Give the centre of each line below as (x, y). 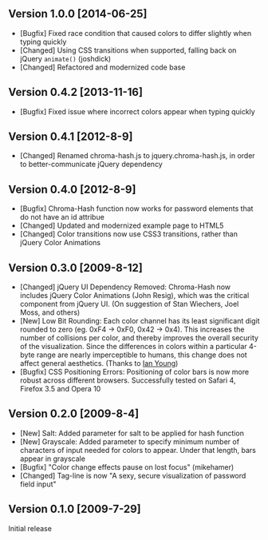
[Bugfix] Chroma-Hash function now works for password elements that (136, 208)
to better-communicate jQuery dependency (91, 165)
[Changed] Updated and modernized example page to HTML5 (122, 226)
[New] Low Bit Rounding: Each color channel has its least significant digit (140, 321)
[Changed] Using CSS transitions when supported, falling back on (128, 50)
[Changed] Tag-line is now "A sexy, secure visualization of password (133, 475)
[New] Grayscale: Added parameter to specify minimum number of (130, 441)
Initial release (30, 528)
